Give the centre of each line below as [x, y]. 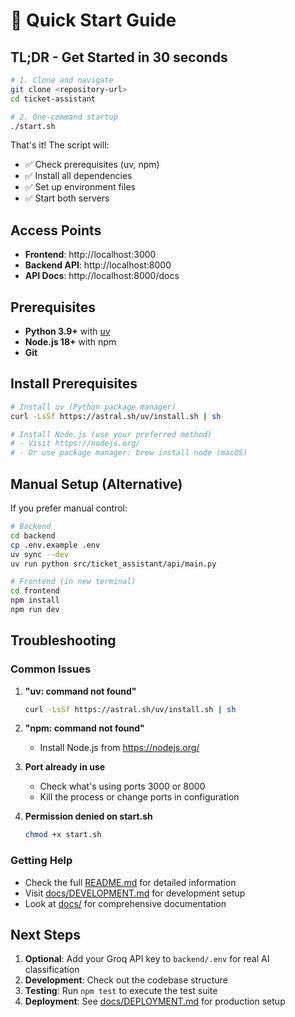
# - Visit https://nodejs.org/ [75, 444]
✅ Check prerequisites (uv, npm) [92, 165]
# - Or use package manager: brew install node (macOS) [129, 453]
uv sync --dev [40, 554]
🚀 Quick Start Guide [93, 20]
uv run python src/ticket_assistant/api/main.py [113, 564]
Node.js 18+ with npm [70, 342]
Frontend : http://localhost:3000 [90, 255]
